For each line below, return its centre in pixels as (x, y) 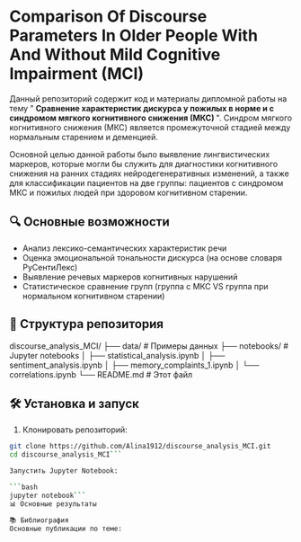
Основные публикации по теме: (66, 529)
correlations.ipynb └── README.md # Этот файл (101, 374)
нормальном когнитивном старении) (93, 296)
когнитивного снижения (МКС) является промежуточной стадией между (150, 127)
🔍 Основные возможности (90, 222)
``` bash (24, 487)
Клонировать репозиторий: (75, 430)
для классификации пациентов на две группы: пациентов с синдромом (146, 182)
